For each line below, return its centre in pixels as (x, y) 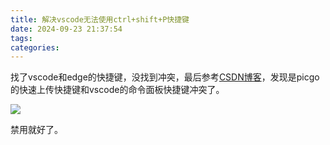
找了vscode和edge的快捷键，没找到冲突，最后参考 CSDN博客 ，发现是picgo (165, 77)
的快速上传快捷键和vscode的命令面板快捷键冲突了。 (117, 90)
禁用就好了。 (36, 130)
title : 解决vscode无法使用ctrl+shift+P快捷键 (100, 19)
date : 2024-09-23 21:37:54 (66, 29)
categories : (35, 47)
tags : (21, 38)
